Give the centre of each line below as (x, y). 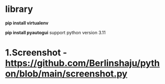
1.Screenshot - (36, 53)
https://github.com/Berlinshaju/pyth (82, 63)
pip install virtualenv (27, 23)
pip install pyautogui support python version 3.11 (55, 32)
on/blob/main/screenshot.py (66, 74)
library (19, 9)
